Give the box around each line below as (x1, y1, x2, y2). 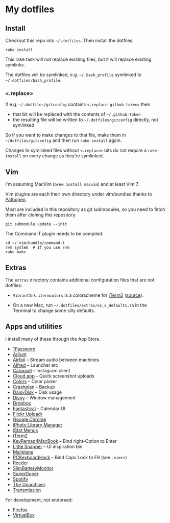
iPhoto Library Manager (12, 421, 63, 427)
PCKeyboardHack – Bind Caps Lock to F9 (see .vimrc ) (12, 454, 127, 460)
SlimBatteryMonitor (12, 465, 54, 471)
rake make (5, 249, 27, 255)
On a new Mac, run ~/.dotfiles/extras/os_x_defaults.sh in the (12, 302, 147, 308)
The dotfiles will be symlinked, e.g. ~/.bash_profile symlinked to (5, 72, 142, 78)
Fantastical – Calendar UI (12, 405, 65, 412)
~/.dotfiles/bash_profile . (5, 77, 62, 83)
